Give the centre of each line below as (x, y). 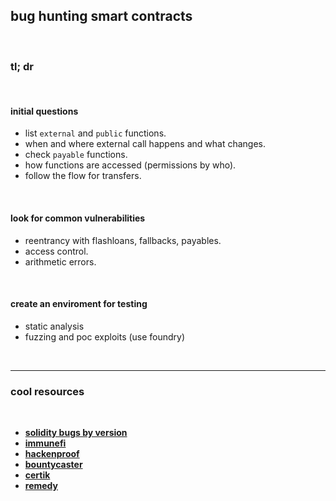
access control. (56, 251)
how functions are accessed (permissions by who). (130, 165)
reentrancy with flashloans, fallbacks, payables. (123, 240)
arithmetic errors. (60, 261)
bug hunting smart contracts (101, 16)
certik (37, 475)
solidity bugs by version (76, 433)
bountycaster (53, 465)
